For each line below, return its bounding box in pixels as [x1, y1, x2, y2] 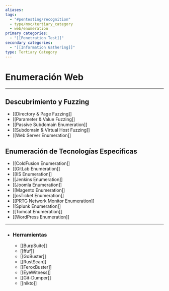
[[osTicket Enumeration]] [12, 193, 64, 199]
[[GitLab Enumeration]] [12, 166, 60, 172]
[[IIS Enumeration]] [12, 171, 52, 177]
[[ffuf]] [20, 248, 34, 254]
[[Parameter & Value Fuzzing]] [12, 117, 75, 123]
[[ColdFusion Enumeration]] [12, 160, 70, 166]
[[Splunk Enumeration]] [12, 203, 61, 209]
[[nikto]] [20, 280, 37, 286]
